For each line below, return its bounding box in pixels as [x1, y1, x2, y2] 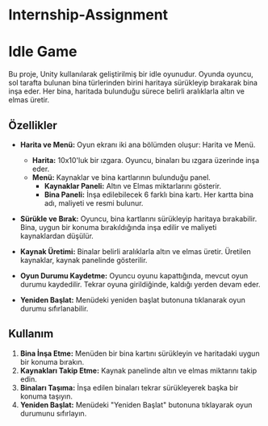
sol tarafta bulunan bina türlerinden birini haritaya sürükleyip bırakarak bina [8, 78, 258, 88]
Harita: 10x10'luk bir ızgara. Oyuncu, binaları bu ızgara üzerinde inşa [31, 155, 260, 165]
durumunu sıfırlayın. [19, 408, 87, 418]
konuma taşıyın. [19, 391, 73, 401]
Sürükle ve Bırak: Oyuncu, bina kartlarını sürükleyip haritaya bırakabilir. [19, 214, 258, 223]
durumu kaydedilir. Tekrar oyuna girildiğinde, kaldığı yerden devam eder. [19, 279, 261, 289]
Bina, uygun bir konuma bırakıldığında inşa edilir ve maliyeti [19, 222, 217, 232]
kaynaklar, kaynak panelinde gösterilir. [19, 255, 148, 265]
